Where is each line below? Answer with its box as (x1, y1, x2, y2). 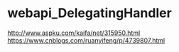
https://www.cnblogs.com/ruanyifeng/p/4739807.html (7, 36, 166, 44)
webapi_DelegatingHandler (7, 5, 172, 21)
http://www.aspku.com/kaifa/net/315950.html (7, 28, 141, 37)
